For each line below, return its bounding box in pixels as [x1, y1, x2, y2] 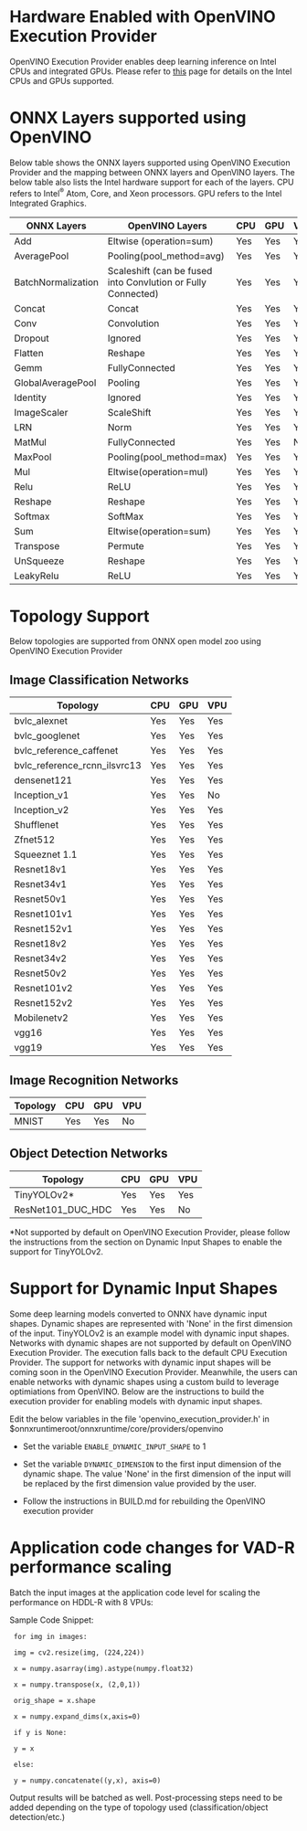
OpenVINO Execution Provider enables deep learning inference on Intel [9, 56, 277, 67]
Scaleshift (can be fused [107, 264, 213, 277]
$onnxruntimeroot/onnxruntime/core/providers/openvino [9, 1423, 224, 1434]
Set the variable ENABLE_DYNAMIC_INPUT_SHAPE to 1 [22, 1441, 206, 1452]
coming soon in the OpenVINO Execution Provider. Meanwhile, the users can [9, 1366, 298, 1377]
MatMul [14, 436, 48, 449]
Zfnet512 [14, 833, 56, 846]
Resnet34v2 [14, 952, 67, 965]
